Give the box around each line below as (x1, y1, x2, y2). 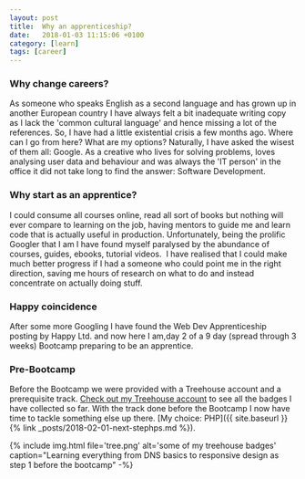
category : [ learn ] (9, 38, 79, 48)
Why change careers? (9, 78, 109, 90)
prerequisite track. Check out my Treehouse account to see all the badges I (9, 393, 292, 404)
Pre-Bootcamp (9, 362, 76, 375)
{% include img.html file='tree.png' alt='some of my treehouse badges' (9, 440, 277, 452)
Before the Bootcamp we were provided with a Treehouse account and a (9, 384, 282, 395)
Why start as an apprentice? (9, 189, 137, 202)
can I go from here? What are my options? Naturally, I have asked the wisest (9, 137, 295, 148)
